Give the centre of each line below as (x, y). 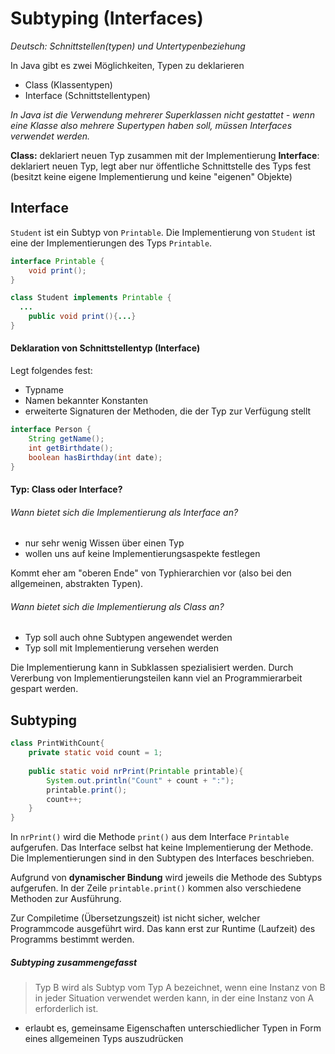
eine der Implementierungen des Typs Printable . (111, 243)
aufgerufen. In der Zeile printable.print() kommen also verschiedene (156, 888)
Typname (44, 390)
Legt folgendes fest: (51, 371)
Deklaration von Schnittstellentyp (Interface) (105, 348)
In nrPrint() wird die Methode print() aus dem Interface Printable (150, 837)
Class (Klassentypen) (68, 84)
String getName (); (66, 438)
